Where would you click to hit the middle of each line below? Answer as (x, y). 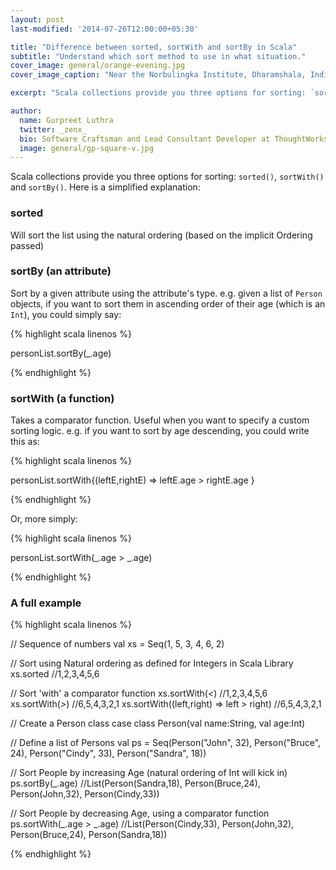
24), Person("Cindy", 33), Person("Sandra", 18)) (108, 753)
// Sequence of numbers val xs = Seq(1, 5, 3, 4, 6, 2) (117, 644)
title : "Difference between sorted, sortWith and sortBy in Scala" (154, 47)
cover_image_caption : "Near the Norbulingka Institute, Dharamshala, (158, 75)
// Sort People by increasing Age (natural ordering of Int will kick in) (149, 773)
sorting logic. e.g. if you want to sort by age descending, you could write (160, 431)
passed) (27, 245)
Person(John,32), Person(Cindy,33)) (85, 794)
